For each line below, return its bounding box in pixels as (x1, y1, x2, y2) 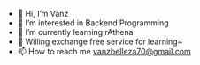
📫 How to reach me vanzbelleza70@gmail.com (17, 47, 192, 56)
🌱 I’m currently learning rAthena (17, 27, 135, 37)
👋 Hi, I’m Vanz (17, 9, 69, 18)
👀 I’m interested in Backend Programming (17, 18, 170, 28)
